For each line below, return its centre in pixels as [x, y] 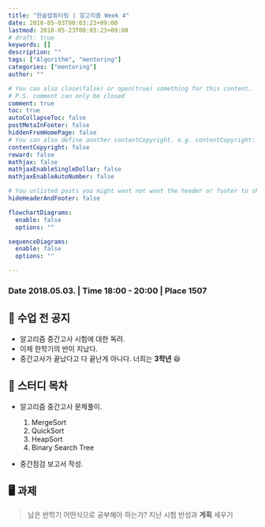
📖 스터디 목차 [38, 386]
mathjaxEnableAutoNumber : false [61, 177]
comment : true [32, 104]
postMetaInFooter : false [49, 126]
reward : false [32, 155]
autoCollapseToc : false [47, 118]
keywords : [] [30, 45]
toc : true [24, 111]
